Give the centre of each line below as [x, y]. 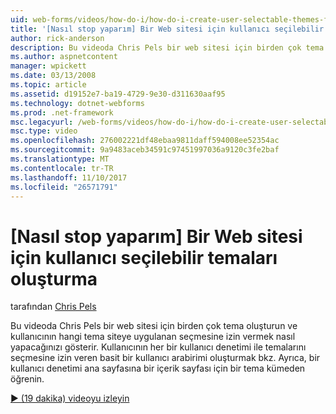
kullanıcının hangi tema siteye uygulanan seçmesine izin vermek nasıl [153, 337]
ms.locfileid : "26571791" [64, 187]
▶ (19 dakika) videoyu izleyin [70, 398]
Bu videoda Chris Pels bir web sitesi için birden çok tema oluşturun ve [154, 326]
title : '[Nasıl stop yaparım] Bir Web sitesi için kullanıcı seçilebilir [167, 29]
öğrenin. [27, 379]
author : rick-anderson [57, 38]
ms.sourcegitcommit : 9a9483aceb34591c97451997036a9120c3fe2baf [145, 150]
